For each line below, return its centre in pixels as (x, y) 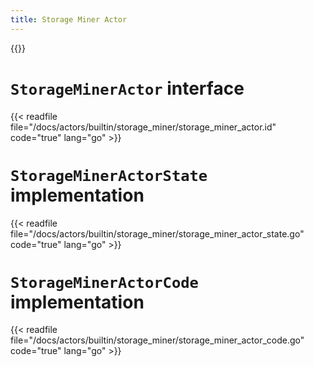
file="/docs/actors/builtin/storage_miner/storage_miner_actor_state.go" (157, 233)
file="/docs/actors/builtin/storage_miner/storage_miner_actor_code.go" (157, 340)
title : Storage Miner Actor (69, 19)
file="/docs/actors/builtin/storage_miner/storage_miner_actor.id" (143, 127)
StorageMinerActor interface (127, 88)
